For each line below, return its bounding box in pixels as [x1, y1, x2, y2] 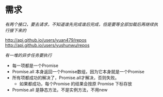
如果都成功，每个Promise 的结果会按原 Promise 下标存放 [19, 81, 132, 86]
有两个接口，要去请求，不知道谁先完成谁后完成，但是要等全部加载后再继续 [5, 21, 154, 27]
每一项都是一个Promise [12, 63, 59, 68]
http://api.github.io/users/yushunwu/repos [5, 42, 90, 48]
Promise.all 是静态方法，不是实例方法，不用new [12, 87, 108, 93]
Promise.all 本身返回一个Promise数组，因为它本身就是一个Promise [12, 68, 145, 74]
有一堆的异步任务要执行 [5, 52, 52, 58]
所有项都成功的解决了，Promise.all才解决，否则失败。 [12, 75, 120, 81]
